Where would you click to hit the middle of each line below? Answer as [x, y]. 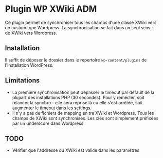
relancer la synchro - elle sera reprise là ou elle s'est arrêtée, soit [77, 102]
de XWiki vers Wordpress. [31, 33]
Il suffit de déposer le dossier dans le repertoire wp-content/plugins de [76, 60]
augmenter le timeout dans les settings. [52, 108]
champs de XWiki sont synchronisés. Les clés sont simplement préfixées [85, 118]
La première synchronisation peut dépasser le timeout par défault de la [83, 92]
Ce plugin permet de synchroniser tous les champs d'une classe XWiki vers [81, 22]
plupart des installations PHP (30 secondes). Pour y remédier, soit [78, 97]
